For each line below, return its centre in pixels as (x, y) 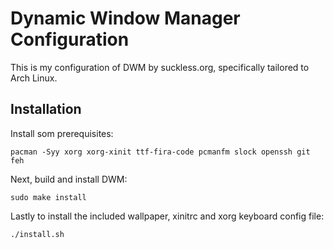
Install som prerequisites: (62, 133)
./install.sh (37, 234)
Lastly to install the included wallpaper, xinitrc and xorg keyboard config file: (167, 216)
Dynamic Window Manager (125, 18)
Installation (46, 109)
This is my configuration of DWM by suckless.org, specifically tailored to (160, 67)
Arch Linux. (34, 78)
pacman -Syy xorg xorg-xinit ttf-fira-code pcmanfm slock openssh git (160, 152)
